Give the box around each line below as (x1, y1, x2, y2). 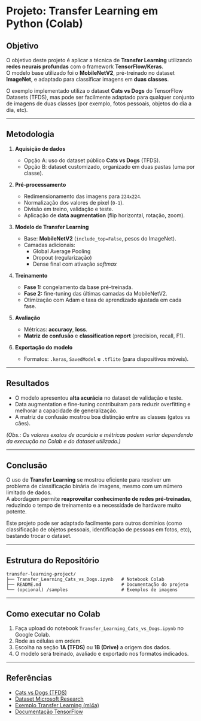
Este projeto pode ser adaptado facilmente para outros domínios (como (6, 519, 182, 527)
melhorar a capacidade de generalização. (14, 407, 118, 414)
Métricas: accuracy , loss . (23, 325, 88, 333)
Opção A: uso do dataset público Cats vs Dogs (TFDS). (23, 157, 160, 164)
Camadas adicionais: (23, 241, 76, 248)
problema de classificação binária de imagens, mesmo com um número (6, 483, 182, 490)
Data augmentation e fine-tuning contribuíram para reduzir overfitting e (14, 400, 191, 407)
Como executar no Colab (6, 609, 100, 619)
